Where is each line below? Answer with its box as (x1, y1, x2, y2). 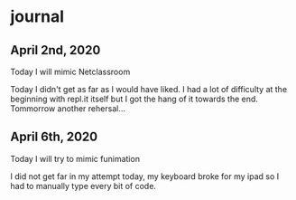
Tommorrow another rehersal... (10, 103, 125, 114)
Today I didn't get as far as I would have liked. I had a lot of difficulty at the (10, 84, 288, 94)
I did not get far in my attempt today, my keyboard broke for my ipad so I (10, 170, 280, 182)
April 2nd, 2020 (10, 43, 101, 58)
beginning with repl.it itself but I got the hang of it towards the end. (10, 93, 258, 104)
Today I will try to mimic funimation (10, 153, 141, 164)
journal (10, 6, 65, 27)
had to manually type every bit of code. (10, 180, 157, 191)
